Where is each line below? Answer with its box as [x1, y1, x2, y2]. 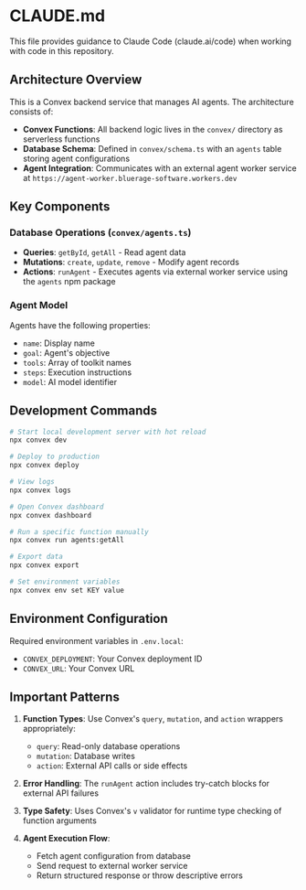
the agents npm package [22, 276, 116, 287]
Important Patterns [9, 690, 121, 704]
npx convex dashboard [9, 510, 92, 520]
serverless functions [22, 134, 100, 145]
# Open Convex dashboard [9, 502, 104, 511]
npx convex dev [9, 435, 68, 445]
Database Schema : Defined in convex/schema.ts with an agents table [22, 143, 282, 154]
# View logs [9, 477, 55, 487]
